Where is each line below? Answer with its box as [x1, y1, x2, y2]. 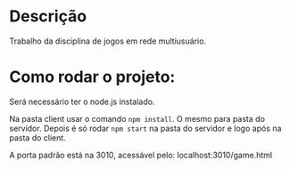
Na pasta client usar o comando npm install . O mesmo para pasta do [9, 113, 266, 124]
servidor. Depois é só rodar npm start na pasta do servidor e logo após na [9, 123, 282, 133]
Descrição [9, 6, 87, 27]
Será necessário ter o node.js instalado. [9, 96, 155, 107]
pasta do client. [9, 132, 67, 143]
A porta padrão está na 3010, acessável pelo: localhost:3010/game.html [9, 149, 273, 160]
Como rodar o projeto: [9, 67, 176, 87]
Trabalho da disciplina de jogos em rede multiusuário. [9, 36, 207, 46]
